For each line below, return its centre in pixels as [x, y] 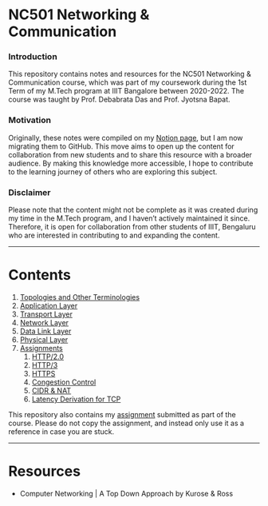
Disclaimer [30, 192]
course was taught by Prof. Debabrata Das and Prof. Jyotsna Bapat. [119, 100]
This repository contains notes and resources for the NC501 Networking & [130, 74]
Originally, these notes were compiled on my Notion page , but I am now [126, 137]
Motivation [30, 120]
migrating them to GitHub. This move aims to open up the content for [122, 146]
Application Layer [49, 306]
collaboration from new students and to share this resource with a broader [130, 154]
